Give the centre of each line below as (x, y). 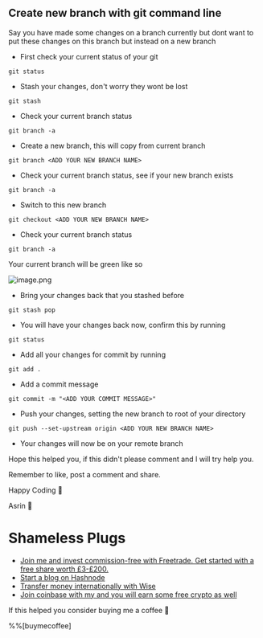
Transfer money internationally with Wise (88, 586)
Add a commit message (59, 384)
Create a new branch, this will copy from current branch (113, 145)
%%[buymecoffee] (40, 625)
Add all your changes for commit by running (93, 354)
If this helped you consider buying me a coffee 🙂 (89, 610)
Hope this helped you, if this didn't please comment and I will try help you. (131, 459)
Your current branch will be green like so (76, 264)
